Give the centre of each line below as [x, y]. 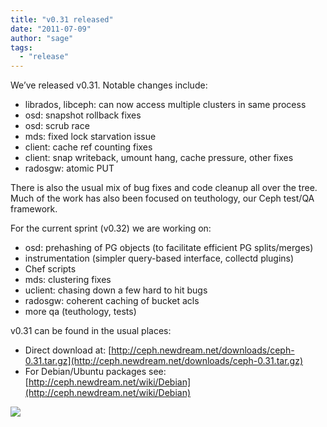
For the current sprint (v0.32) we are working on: [111, 228]
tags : [21, 47]
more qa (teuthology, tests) [80, 312]
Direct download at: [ [68, 350]
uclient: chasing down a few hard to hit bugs [116, 290]
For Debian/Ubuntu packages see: [95, 372]
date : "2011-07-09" [51, 29]
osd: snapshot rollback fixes [83, 115]
